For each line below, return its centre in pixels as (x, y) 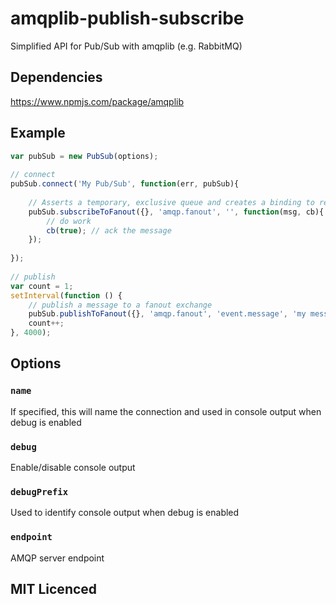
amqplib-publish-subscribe (127, 18)
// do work (69, 221)
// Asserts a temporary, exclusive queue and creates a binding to (171, 202)
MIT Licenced (54, 589)
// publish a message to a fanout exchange (120, 305)
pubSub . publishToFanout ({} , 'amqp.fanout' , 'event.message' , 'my (167, 314)
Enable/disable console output (73, 468)
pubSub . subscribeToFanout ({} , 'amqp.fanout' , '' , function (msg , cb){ (176, 212)
